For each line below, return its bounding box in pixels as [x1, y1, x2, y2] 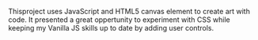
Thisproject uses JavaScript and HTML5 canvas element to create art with [8, 7, 251, 16]
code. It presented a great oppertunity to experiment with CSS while [8, 15, 231, 24]
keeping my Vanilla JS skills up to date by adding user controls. [8, 24, 214, 32]
